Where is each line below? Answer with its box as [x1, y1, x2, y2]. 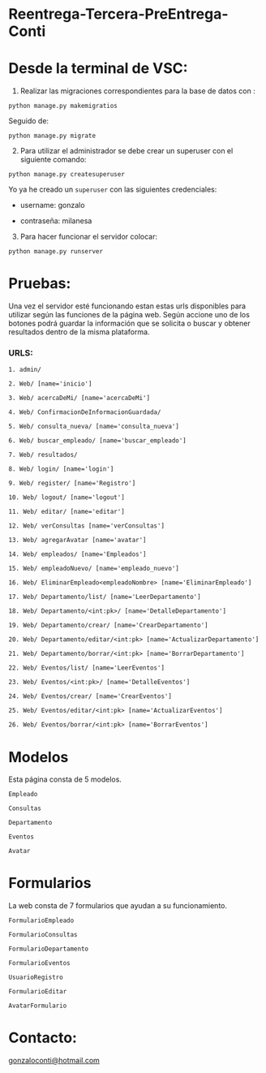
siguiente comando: [19, 155, 87, 165]
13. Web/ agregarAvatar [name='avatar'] [8, 536, 148, 545]
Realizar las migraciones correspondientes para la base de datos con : [19, 86, 255, 96]
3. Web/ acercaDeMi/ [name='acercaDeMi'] [8, 394, 151, 403]
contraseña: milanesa [19, 216, 92, 226]
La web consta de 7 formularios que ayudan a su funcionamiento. [8, 901, 227, 911]
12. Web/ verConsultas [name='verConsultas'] [8, 522, 165, 530]
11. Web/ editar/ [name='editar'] [8, 508, 126, 516]
